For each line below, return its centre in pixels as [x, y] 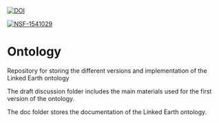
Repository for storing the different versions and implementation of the [107, 70]
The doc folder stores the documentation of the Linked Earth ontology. [107, 112]
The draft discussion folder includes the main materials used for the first [109, 91]
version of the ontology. [41, 98]
